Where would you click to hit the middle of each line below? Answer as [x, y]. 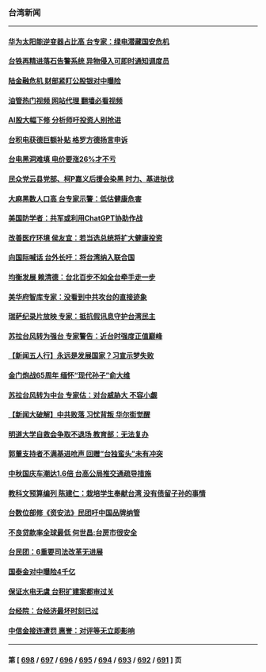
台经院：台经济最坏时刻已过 [53, 611]
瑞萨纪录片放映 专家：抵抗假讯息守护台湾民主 [82, 317]
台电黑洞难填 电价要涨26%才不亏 [62, 159]
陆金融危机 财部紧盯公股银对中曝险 [65, 81]
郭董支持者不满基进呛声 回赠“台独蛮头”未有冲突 [86, 454]
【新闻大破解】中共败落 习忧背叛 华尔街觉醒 [79, 415]
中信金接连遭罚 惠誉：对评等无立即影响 [72, 630]
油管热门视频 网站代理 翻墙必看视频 [65, 100]
